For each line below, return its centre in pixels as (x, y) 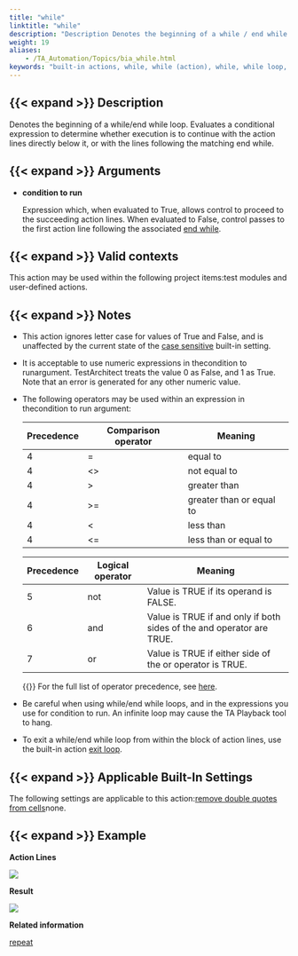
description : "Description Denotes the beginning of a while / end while (149, 34)
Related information (47, 925)
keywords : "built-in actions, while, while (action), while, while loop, (149, 67)
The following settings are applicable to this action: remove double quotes (143, 798)
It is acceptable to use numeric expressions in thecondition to (134, 363)
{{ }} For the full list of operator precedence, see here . (119, 687)
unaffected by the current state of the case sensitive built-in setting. (146, 346)
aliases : (25, 51)
